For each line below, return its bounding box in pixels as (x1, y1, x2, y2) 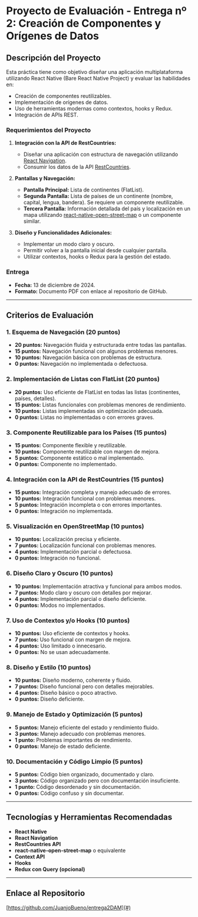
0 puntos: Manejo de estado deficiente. (14, 743, 111, 750)
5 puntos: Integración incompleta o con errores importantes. (14, 501, 162, 509)
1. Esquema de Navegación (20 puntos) (6, 328, 121, 336)
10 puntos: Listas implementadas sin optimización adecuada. (14, 407, 164, 414)
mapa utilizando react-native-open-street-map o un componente (23, 212, 181, 219)
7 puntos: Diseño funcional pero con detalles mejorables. (14, 683, 154, 690)
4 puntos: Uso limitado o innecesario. (14, 642, 107, 649)
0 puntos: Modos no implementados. (14, 601, 105, 609)
